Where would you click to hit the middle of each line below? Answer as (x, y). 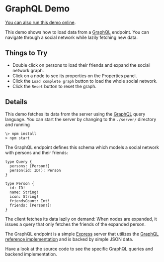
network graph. (28, 70)
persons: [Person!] (30, 166)
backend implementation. (31, 254)
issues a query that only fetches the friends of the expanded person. (75, 224)
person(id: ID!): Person (35, 170)
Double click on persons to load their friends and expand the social (81, 65)
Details (16, 102)
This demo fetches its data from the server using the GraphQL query (75, 114)
